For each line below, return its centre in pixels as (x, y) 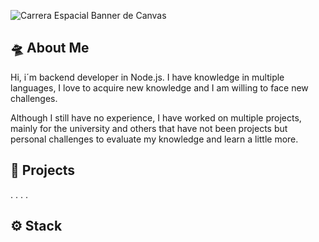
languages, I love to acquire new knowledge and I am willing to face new (159, 87)
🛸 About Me (50, 48)
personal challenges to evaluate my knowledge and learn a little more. (154, 139)
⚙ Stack (36, 226)
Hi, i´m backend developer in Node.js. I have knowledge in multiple (147, 77)
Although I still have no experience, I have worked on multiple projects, (156, 117)
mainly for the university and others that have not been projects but (149, 128)
